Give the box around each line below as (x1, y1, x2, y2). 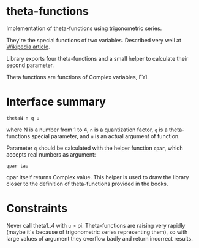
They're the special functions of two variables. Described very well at (6, 36, 182, 44)
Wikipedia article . (6, 43, 50, 50)
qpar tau (6, 163, 29, 169)
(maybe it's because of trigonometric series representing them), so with (6, 228, 188, 236)
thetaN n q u (6, 115, 40, 121)
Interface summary (6, 95, 106, 109)
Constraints (6, 201, 68, 215)
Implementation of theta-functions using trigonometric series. (6, 25, 162, 32)
